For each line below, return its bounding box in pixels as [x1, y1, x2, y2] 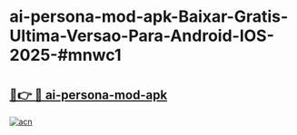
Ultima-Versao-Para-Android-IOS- [9, 25, 275, 46]
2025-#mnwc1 [9, 45, 122, 65]
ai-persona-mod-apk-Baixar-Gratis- [9, 6, 289, 27]
